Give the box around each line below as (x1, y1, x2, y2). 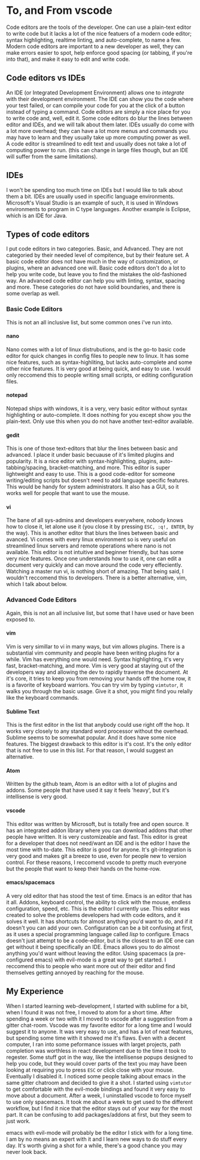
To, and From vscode (6, 4, 113, 17)
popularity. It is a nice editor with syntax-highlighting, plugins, (6, 458, 159, 465)
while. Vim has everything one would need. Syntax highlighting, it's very (6, 655, 184, 662)
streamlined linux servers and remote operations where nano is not (6, 542, 172, 549)
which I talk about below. (6, 581, 68, 588)
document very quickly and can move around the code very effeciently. (6, 561, 183, 569)
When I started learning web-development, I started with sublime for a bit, (6, 1002, 189, 1010)
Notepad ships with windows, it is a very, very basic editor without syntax (6, 405, 187, 412)
